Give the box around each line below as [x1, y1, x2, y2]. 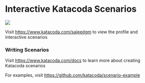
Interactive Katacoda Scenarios [5, 3, 137, 15]
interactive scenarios [5, 34, 48, 40]
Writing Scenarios [5, 46, 49, 53]
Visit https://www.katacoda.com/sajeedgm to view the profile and [5, 28, 138, 35]
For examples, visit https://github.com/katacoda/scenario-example [5, 72, 140, 78]
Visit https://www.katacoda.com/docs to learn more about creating [5, 57, 141, 63]
